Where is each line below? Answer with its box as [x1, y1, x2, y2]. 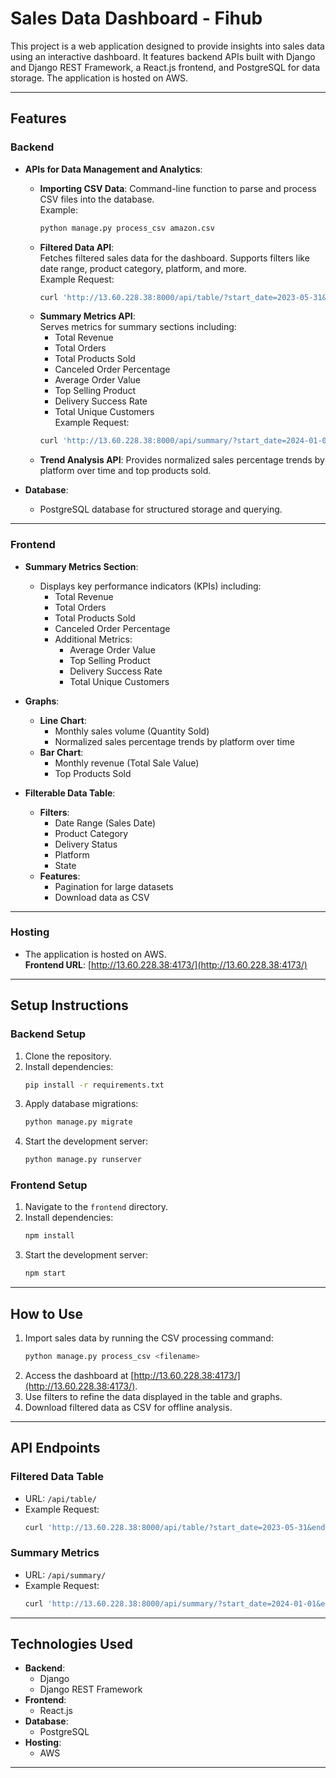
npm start [24, 1268, 67, 1279]
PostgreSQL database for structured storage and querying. [39, 503, 283, 516]
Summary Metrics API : [39, 310, 136, 322]
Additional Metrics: [54, 633, 133, 645]
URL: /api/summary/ [24, 1568, 107, 1581]
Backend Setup [10, 1027, 87, 1041]
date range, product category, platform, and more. [39, 262, 247, 274]
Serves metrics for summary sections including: [39, 321, 237, 333]
